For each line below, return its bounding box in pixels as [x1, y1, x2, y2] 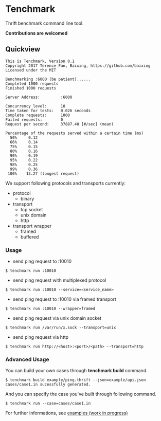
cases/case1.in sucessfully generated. [5, 382, 91, 387]
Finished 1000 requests [5, 85, 57, 90]
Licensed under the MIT [5, 67, 57, 72]
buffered [20, 233, 39, 240]
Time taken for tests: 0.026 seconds [5, 108, 91, 113]
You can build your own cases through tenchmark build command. [5, 368, 148, 374]
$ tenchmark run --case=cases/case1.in [5, 401, 91, 406]
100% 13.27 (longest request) [7, 171, 80, 176]
